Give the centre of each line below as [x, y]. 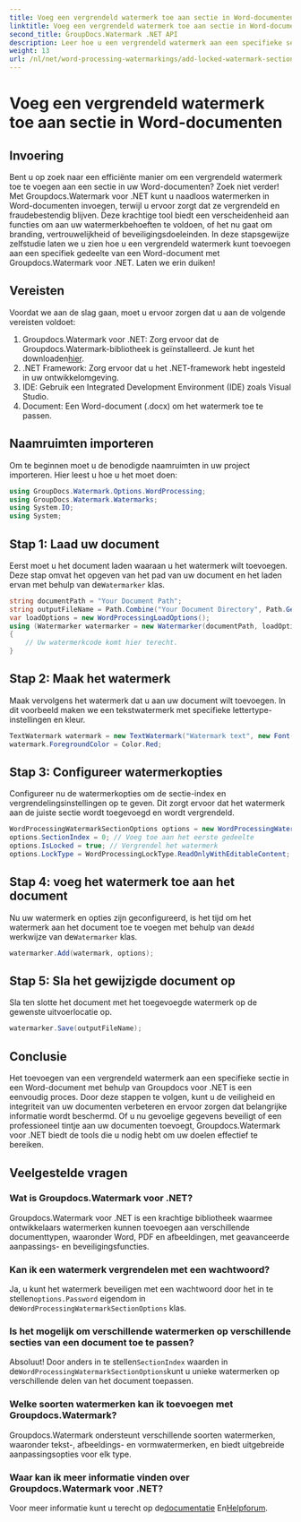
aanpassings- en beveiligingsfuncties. [79, 1246]
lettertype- [253, 709]
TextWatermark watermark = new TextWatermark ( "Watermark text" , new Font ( [152, 735]
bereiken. [27, 1145]
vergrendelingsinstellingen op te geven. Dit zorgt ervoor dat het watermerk [147, 804]
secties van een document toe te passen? [102, 1343]
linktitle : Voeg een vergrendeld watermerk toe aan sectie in [128, 26]
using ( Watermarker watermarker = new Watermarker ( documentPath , [133, 626]
